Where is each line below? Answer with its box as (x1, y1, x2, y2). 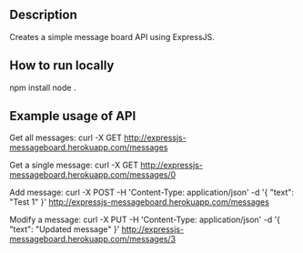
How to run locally (9, 58, 115, 74)
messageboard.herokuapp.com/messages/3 (9, 234, 176, 245)
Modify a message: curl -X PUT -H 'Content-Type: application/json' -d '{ (9, 214, 280, 226)
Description (9, 7, 77, 23)
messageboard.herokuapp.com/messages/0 (9, 169, 177, 180)
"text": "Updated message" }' (9, 224, 120, 235)
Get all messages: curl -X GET (9, 132, 123, 144)
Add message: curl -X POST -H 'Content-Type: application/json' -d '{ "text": (9, 187, 294, 198)
